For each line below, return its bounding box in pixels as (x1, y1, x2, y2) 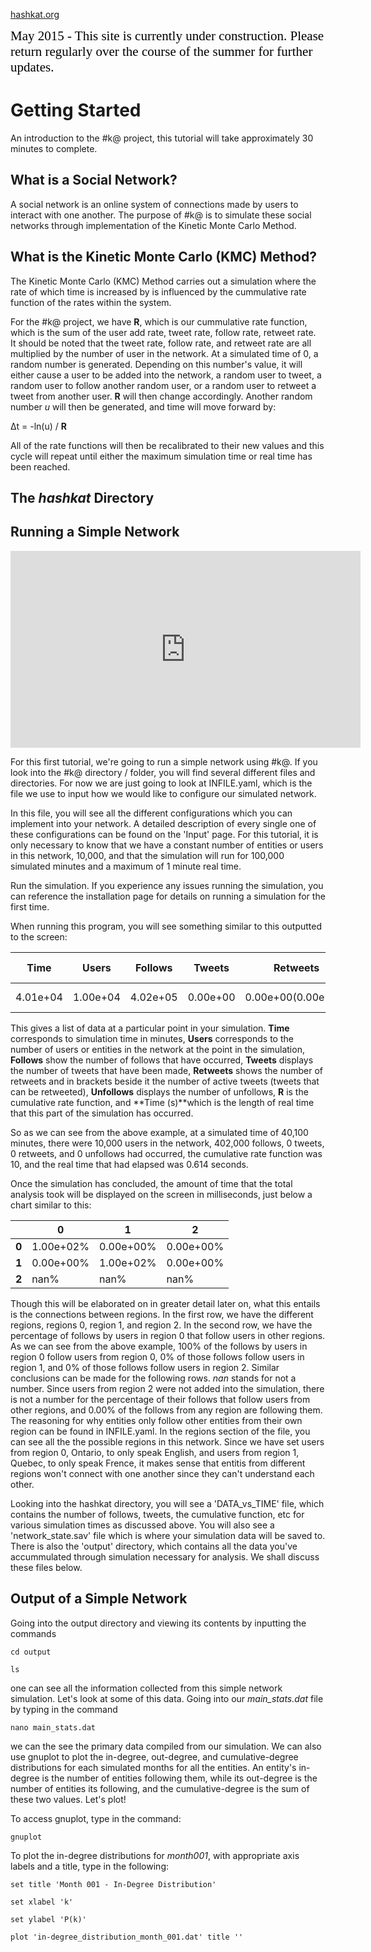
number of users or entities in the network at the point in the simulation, (10, 1043, 305, 1055)
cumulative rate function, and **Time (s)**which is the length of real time (10, 1096, 315, 1108)
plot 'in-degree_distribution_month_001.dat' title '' (10, 1932, 244, 1942)
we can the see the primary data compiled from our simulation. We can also (10, 1740, 322, 1752)
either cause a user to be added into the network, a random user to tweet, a (10, 369, 322, 381)
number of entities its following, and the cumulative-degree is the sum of (10, 1782, 310, 1794)
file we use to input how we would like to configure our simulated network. (10, 787, 317, 799)
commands (10, 1627, 57, 1639)
